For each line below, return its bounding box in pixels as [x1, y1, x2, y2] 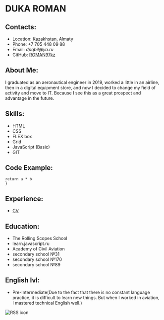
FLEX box [12, 133, 32, 139]
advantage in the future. [5, 95, 55, 101]
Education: [5, 222, 40, 231]
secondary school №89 [12, 262, 61, 268]
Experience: [5, 194, 44, 203]
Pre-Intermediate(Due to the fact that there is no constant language [12, 289, 150, 295]
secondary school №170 [12, 256, 62, 262]
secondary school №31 [12, 251, 60, 257]
